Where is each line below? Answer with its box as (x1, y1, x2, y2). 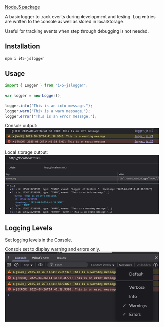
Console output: (5, 123, 38, 128)
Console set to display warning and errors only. (5, 246, 100, 252)
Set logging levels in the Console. (5, 237, 72, 243)
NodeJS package (5, 4, 40, 10)
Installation (5, 42, 40, 51)
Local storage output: (5, 149, 48, 155)
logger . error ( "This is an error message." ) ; (5, 114, 97, 119)
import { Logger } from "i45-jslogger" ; (5, 83, 89, 88)
